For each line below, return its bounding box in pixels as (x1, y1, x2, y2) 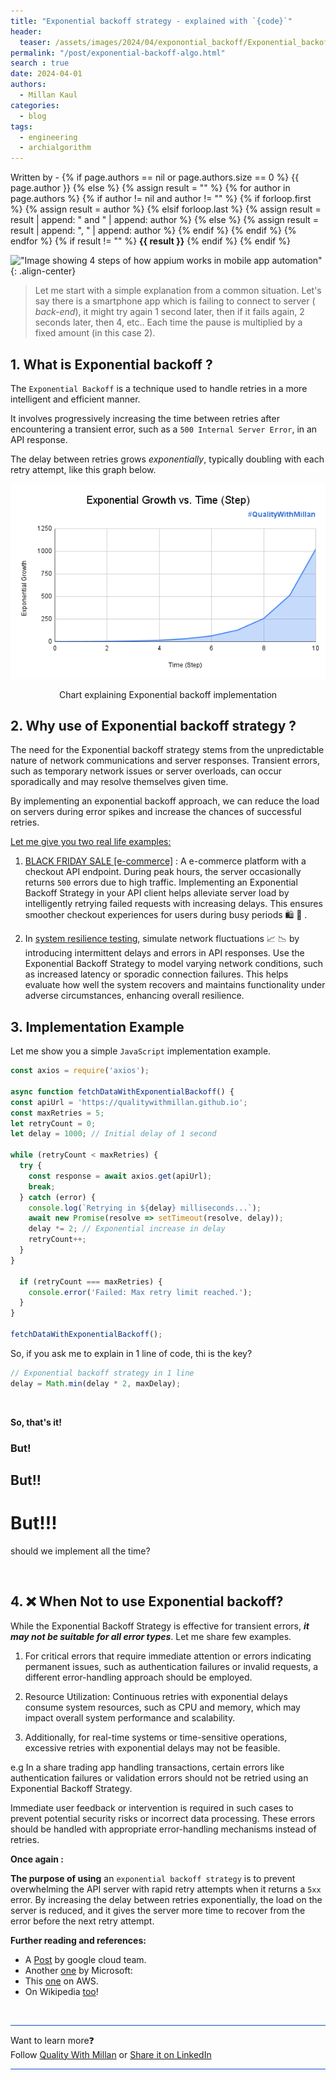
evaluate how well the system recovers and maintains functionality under (24, 979, 326, 991)
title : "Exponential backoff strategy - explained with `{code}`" (10, 16, 293, 26)
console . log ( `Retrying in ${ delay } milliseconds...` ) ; (28, 1203, 262, 1213)
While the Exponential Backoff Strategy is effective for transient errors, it (10, 1620, 310, 1632)
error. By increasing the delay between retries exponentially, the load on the (10, 1893, 323, 1905)
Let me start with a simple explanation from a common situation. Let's (34, 285, 322, 297)
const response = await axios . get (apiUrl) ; (28, 1171, 213, 1181)
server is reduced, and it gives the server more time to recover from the (10, 1904, 306, 1916)
